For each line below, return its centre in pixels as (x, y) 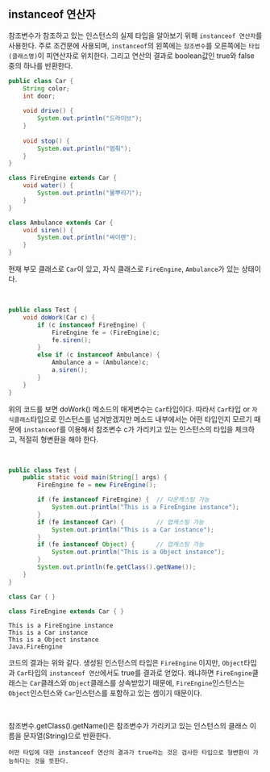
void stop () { (46, 141)
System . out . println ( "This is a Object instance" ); (138, 552)
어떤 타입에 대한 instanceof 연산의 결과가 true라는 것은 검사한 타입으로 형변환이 (129, 753)
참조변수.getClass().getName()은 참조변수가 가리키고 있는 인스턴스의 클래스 (128, 726)
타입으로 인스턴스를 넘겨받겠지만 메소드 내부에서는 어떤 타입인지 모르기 (141, 419)
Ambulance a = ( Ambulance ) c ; (100, 363)
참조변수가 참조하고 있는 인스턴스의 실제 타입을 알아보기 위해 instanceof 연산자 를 (135, 35)
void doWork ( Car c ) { (59, 317)
